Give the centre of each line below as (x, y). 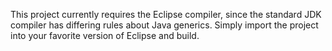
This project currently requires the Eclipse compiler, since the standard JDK (166, 14)
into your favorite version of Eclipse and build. (105, 35)
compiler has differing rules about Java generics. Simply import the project (164, 25)
